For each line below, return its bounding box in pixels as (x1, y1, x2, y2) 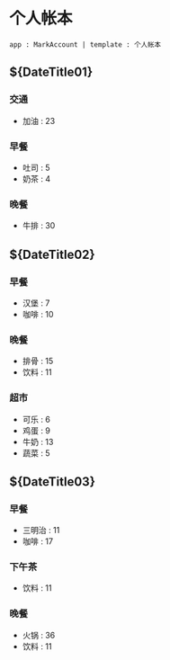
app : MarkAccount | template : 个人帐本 (9, 40, 162, 49)
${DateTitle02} (9, 246, 96, 262)
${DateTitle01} (9, 65, 94, 80)
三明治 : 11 (22, 525, 60, 536)
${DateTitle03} (9, 474, 96, 489)
